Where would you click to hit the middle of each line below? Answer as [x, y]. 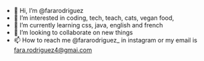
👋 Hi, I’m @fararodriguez [49, 11]
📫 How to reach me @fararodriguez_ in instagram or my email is [105, 40]
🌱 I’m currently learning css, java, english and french [88, 25]
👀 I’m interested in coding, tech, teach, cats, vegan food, [94, 18]
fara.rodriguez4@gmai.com [53, 50]
